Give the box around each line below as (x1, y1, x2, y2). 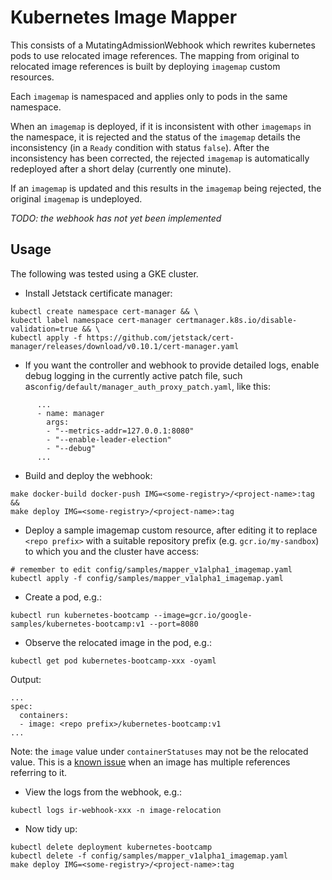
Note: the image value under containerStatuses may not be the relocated (10, 745, 309, 757)
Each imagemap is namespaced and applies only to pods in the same (10, 90, 288, 102)
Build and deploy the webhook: (24, 469, 153, 481)
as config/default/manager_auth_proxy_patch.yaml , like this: (24, 380, 271, 392)
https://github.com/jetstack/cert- (86, 332, 235, 343)
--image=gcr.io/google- (153, 610, 253, 620)
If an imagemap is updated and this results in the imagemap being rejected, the (10, 182, 322, 194)
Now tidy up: (24, 822, 78, 835)
